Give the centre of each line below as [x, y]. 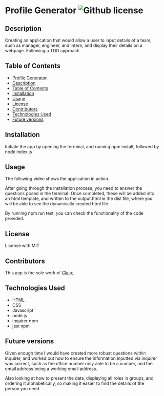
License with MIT [22, 246]
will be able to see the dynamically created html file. [57, 204]
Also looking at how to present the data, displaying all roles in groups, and [79, 378]
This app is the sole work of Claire [40, 273]
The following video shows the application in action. [57, 179]
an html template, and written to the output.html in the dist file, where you [79, 198]
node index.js [19, 152]
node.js [20, 315]
